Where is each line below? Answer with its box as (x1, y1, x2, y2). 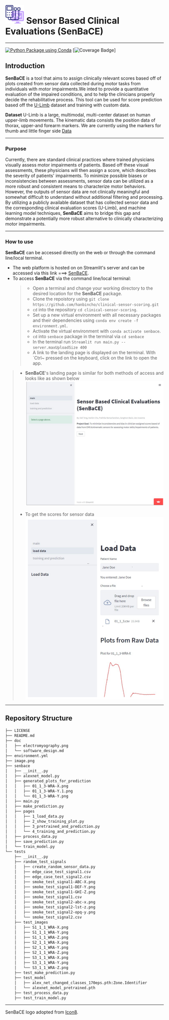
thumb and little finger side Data (5, 128, 72, 134)
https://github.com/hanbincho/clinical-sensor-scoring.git (32, 302, 159, 307)
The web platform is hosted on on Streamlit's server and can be (12, 265, 145, 271)
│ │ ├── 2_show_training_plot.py (5, 819, 84, 824)
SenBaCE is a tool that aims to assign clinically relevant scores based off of (5, 75, 161, 81)
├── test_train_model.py (14, 995, 66, 1000)
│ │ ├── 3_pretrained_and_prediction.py (5, 824, 100, 829)
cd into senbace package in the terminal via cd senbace (32, 333, 144, 339)
